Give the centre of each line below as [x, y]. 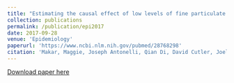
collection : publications [45, 20]
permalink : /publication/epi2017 [56, 26]
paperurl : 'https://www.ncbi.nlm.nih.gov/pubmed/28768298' [95, 46]
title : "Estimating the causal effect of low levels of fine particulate [117, 13]
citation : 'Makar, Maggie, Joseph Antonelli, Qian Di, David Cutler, [110, 53]
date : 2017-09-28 [32, 33]
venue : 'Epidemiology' [40, 39]
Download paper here [38, 72]
